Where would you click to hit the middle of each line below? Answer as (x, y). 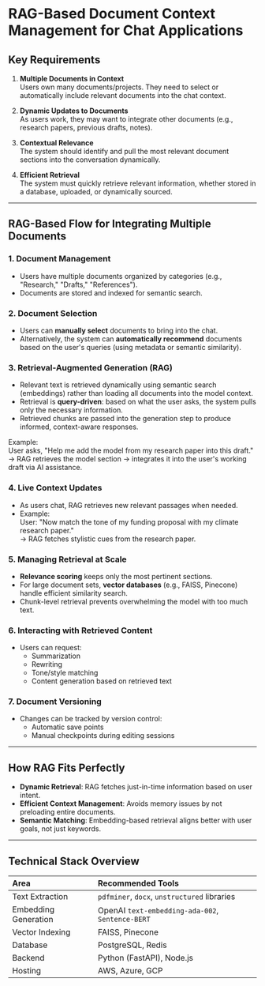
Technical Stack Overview (74, 861)
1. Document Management (60, 259)
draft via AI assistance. (45, 468)
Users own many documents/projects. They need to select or (119, 87)
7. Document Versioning (55, 702)
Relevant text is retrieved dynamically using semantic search (118, 385)
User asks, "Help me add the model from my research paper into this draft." (131, 450)
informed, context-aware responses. (79, 427)
